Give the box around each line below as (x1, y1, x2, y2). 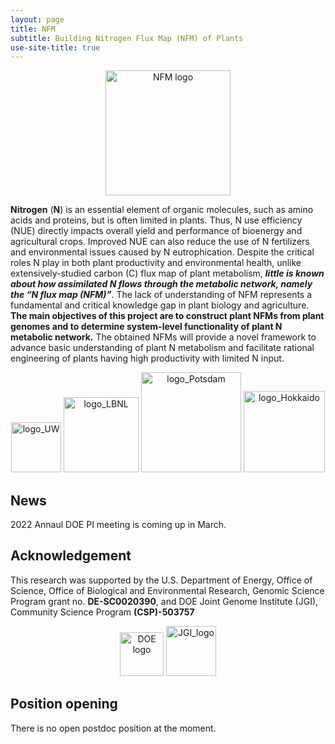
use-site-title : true (10, 42, 101, 53)
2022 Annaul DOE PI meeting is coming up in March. (10, 519, 227, 531)
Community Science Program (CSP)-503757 (10, 606, 195, 618)
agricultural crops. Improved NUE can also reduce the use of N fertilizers (10, 236, 310, 248)
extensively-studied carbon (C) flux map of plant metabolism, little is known (10, 267, 325, 280)
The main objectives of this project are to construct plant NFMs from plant (10, 310, 325, 322)
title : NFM (10, 24, 56, 34)
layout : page (10, 14, 65, 25)
